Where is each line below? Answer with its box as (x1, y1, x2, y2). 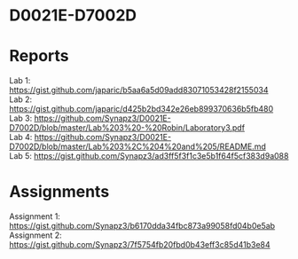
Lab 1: (9, 75, 31, 86)
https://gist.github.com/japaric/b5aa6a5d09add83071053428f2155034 (9, 85, 269, 96)
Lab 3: (9, 113, 33, 124)
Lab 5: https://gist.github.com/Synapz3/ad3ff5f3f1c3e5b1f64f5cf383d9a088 (9, 151, 289, 161)
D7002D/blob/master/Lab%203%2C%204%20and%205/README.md (9, 141, 266, 152)
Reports (9, 46, 69, 67)
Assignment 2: (9, 230, 62, 240)
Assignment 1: (9, 211, 60, 222)
